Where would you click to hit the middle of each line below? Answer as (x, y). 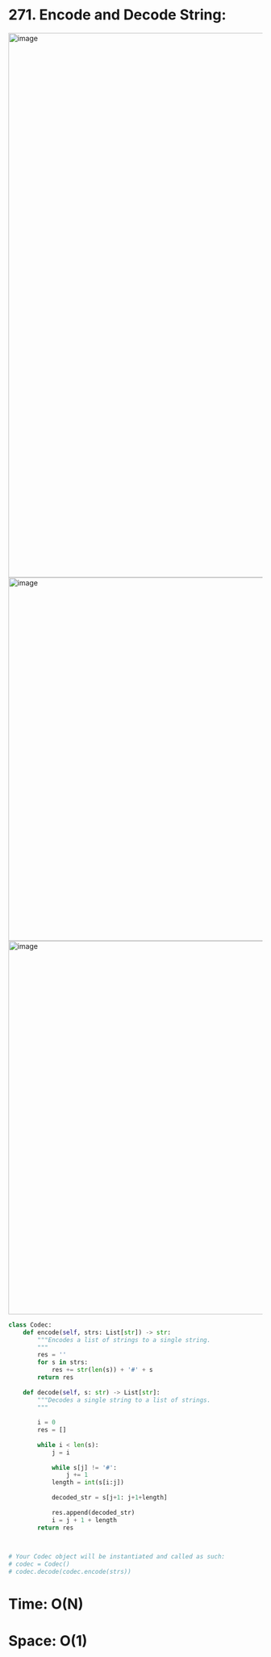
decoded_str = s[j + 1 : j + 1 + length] (109, 1498)
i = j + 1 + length (84, 1520)
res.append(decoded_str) (93, 1512)
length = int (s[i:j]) (88, 1483)
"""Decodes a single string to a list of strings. (124, 1400)
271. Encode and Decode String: (117, 15)
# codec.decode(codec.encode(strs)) (70, 1572)
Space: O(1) (48, 1641)
